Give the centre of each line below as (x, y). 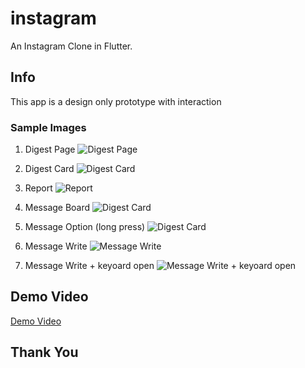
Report (38, 188)
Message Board (57, 208)
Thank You (44, 352)
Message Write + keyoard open (89, 266)
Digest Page (50, 149)
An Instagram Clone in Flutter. (71, 46)
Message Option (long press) (85, 227)
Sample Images (48, 127)
